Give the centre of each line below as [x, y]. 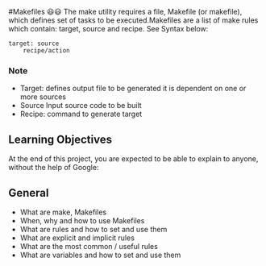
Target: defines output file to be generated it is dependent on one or [133, 89]
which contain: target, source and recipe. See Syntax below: [108, 29]
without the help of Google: [54, 168]
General [29, 193]
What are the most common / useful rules [89, 246]
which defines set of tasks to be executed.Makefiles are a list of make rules [133, 20]
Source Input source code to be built [81, 106]
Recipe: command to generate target [81, 114]
